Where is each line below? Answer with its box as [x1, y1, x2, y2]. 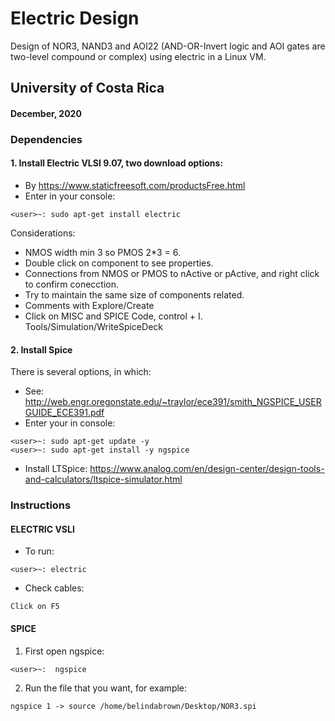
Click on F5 [10, 602, 60, 612]
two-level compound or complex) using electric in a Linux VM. [10, 50, 267, 62]
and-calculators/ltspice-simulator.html [24, 473, 183, 486]
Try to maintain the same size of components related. [24, 289, 245, 301]
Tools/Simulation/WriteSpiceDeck [24, 321, 163, 333]
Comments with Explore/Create [24, 300, 155, 312]
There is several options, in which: [10, 366, 152, 378]
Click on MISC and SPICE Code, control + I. [24, 310, 203, 322]
